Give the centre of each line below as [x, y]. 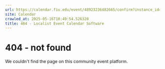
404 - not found [38, 48]
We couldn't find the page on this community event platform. [67, 62]
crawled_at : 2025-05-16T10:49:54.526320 [47, 19]
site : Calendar [21, 14]
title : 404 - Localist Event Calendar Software [55, 23]
